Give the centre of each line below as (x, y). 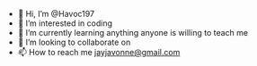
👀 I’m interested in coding (65, 23)
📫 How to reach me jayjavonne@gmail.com (99, 52)
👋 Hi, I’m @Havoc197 (56, 14)
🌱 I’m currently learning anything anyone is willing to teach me (133, 33)
